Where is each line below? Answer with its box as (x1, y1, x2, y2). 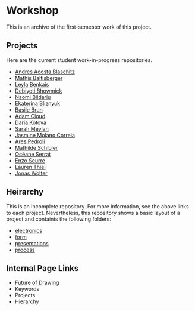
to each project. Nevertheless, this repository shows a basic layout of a (6, 209, 180, 216)
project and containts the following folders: (6, 215, 111, 223)
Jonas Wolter (14, 170, 48, 177)
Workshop (6, 4, 59, 17)
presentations (14, 239, 49, 247)
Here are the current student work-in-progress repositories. (6, 56, 153, 63)
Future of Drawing (14, 279, 59, 287)
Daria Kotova (14, 119, 46, 126)
